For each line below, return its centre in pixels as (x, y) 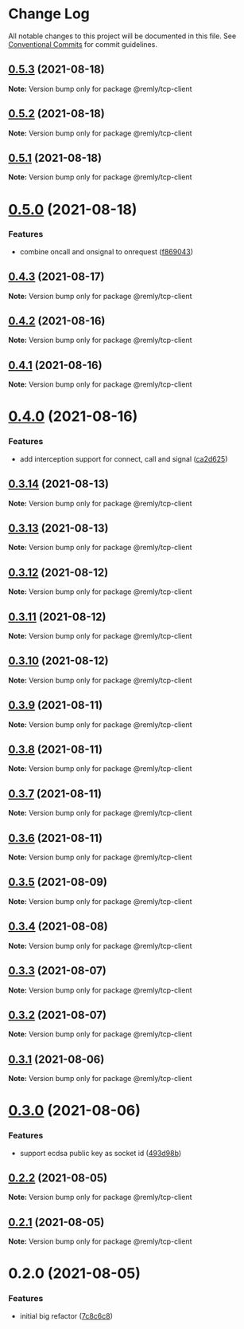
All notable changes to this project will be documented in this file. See (122, 36)
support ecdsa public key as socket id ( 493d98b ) (100, 1153)
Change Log (49, 14)
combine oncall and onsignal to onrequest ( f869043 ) (106, 251)
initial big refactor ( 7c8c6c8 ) (66, 1315)
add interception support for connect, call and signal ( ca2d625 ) (124, 458)
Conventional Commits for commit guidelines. (83, 44)
